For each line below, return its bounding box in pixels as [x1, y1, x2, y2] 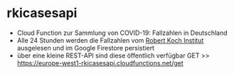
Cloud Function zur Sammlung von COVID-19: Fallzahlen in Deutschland [16, 28, 228, 37]
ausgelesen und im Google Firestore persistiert [16, 43, 154, 52]
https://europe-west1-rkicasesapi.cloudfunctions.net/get [16, 58, 184, 67]
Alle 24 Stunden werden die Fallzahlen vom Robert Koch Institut [16, 36, 204, 44]
